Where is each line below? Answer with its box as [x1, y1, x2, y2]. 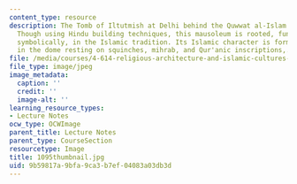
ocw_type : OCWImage [9, 120, 81, 129]
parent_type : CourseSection [9, 136, 113, 145]
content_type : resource [9, 12, 97, 22]
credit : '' [17, 87, 57, 96]
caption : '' [17, 79, 62, 88]
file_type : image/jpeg [9, 63, 93, 72]
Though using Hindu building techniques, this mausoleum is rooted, [17, 29, 275, 38]
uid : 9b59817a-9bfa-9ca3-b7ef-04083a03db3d [9, 161, 172, 170]
